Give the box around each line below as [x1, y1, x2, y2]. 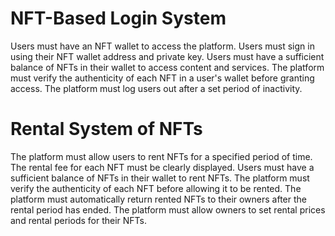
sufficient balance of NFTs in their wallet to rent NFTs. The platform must [10, 172, 310, 184]
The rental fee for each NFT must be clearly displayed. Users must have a [10, 161, 315, 173]
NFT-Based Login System [10, 7, 227, 30]
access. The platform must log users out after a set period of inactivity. [10, 82, 303, 94]
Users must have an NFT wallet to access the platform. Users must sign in [10, 40, 315, 52]
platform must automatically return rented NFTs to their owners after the [10, 193, 308, 205]
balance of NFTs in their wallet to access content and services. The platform [10, 61, 325, 73]
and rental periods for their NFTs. [10, 214, 148, 226]
